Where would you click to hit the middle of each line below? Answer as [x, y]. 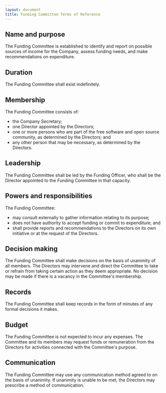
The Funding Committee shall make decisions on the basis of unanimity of [80, 261]
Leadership [23, 163]
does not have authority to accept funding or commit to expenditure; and [86, 223]
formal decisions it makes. [32, 309]
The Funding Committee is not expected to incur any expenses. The [74, 337]
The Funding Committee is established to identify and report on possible [79, 46]
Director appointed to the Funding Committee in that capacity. [68, 180]
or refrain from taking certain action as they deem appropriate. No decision [82, 271]
